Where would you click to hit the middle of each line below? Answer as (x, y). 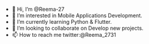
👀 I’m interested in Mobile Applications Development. (77, 15)
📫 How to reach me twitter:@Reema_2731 (64, 35)
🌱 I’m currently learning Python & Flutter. (62, 22)
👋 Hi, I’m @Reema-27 (38, 9)
